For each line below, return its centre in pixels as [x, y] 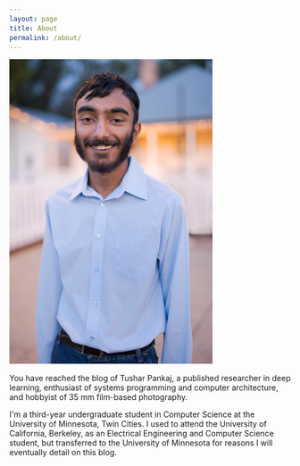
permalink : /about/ [46, 37]
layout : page [33, 19]
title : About [33, 28]
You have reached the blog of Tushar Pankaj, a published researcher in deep [150, 379]
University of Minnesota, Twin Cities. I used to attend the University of [138, 424]
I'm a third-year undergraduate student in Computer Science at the [132, 414]
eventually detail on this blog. [63, 453]
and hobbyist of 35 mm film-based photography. [99, 397]
